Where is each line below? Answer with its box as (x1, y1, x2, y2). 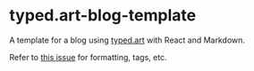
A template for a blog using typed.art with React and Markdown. (9, 35, 246, 45)
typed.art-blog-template (9, 5, 197, 26)
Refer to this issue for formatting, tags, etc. (9, 51, 167, 62)
